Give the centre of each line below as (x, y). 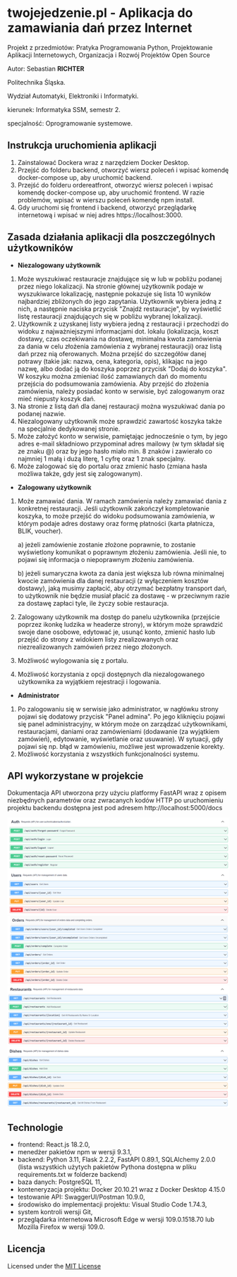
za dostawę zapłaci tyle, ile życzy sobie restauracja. (93, 603)
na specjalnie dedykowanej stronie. (69, 429)
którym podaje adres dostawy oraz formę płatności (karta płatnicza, (116, 523)
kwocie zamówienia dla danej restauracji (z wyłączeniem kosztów (113, 580)
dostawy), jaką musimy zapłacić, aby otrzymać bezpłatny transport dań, (122, 588)
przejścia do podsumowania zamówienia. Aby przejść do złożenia (113, 384)
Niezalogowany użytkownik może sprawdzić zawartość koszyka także (120, 421)
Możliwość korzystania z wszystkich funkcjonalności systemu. (108, 754)
